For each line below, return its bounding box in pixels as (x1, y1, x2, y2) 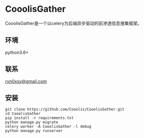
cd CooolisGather (5, 111, 41, 116)
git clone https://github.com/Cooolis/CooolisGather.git (5, 107, 125, 112)
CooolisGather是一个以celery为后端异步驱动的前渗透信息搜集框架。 (5, 20, 142, 26)
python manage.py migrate (5, 120, 58, 125)
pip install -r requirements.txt (5, 115, 74, 121)
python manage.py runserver (5, 129, 63, 134)
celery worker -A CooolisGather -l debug (5, 124, 92, 129)
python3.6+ (5, 49, 29, 55)
